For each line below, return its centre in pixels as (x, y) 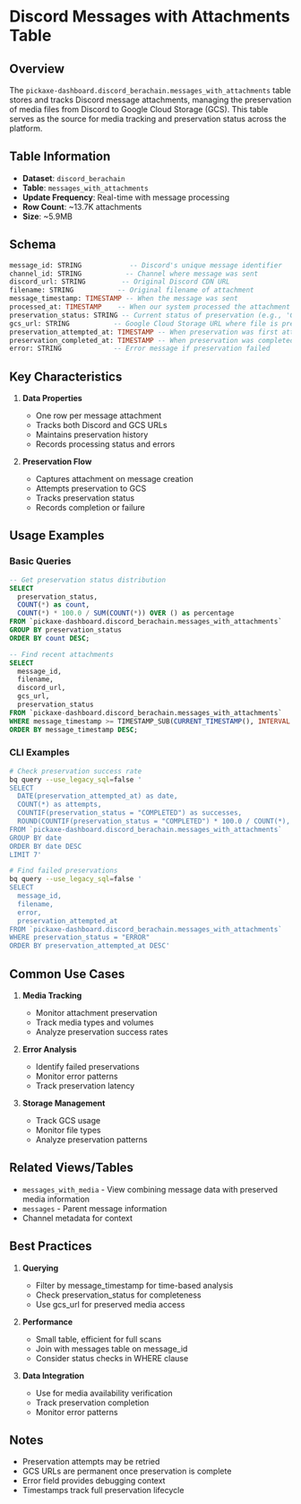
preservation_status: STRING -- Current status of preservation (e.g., (146, 315)
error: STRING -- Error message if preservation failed (140, 349)
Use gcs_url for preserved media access (110, 1304)
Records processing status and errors (105, 444)
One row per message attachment (99, 415)
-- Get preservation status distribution (88, 580)
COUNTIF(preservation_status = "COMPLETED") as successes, (130, 813)
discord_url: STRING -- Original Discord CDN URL (120, 282)
